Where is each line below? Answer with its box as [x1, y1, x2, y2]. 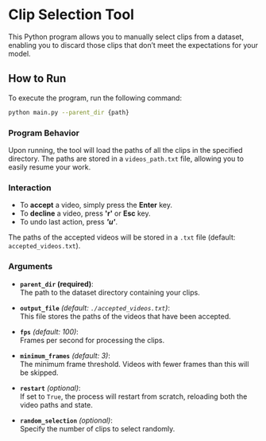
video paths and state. [19, 400, 94, 409]
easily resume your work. [8, 162, 91, 172]
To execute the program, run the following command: [8, 93, 183, 103]
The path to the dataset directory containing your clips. [19, 287, 200, 297]
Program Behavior [8, 127, 79, 139]
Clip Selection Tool [8, 6, 135, 24]
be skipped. [19, 368, 59, 377]
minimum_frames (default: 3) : [19, 350, 111, 360]
